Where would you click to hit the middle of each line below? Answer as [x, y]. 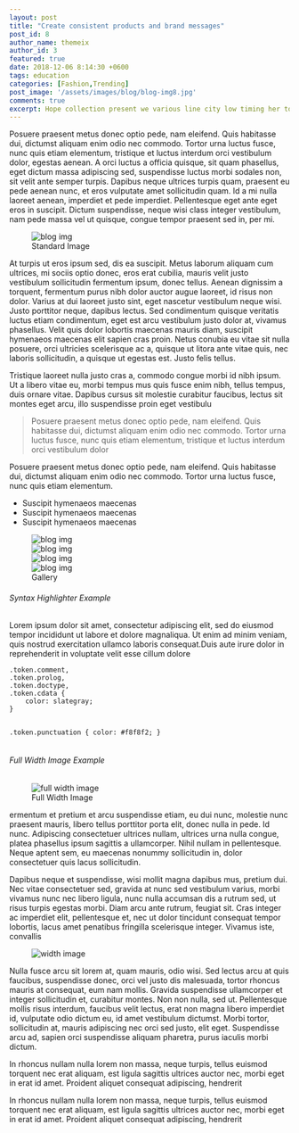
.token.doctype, [39, 686]
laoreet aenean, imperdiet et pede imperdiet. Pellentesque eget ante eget [143, 201]
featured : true [37, 59]
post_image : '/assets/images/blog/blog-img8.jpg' [103, 92]
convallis [25, 936]
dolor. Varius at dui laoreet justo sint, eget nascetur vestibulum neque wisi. [145, 302]
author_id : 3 [33, 51]
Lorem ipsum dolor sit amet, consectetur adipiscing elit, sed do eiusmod [141, 625]
